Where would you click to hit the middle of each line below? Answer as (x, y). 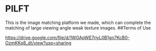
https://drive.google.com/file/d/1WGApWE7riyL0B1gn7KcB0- (67, 37)
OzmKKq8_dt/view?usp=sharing (38, 42)
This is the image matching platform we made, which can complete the (78, 22)
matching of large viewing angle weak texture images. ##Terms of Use (78, 27)
